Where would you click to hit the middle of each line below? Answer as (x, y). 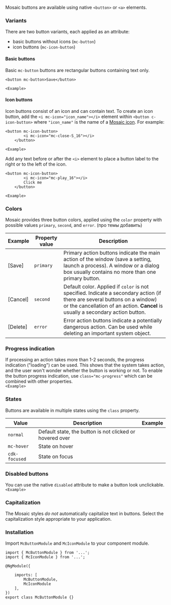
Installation (20, 532)
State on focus (55, 456)
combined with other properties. (39, 381)
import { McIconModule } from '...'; (45, 557)
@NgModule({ (18, 566)
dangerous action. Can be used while (108, 327)
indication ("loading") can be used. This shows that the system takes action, (85, 365)
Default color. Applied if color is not (106, 287)
